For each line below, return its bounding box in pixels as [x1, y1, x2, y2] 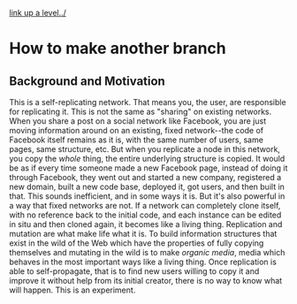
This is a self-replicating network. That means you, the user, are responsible [9, 97, 286, 107]
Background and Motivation [9, 73, 165, 88]
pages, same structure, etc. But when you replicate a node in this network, [9, 144, 281, 154]
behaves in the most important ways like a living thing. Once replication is [9, 256, 277, 267]
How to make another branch [9, 39, 227, 58]
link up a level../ [9, 8, 66, 18]
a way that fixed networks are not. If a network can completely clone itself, [9, 201, 281, 210]
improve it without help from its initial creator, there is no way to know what [9, 276, 283, 285]
